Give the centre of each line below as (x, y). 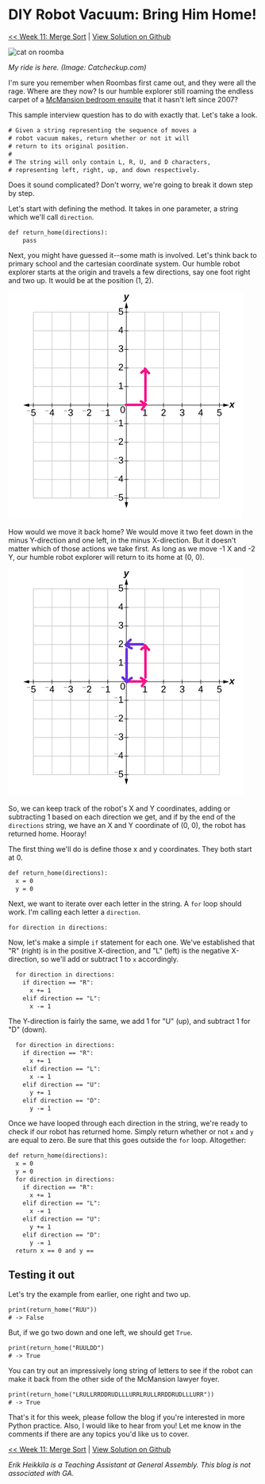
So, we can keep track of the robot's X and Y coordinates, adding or (119, 808)
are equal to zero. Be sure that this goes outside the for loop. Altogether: (127, 1140)
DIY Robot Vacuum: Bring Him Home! (132, 15)
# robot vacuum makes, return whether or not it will (99, 138)
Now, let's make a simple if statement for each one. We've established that (132, 942)
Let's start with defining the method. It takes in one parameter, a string (123, 209)
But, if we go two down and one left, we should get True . (100, 1332)
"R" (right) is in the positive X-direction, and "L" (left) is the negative (119, 950)
